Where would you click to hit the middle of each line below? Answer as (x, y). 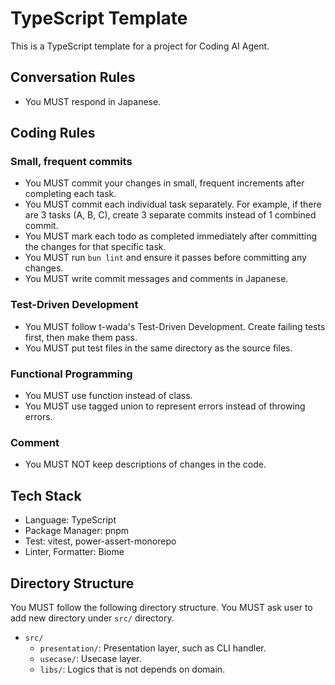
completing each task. (70, 194)
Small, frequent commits (71, 162)
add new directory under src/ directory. (92, 618)
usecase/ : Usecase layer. (90, 658)
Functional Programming (71, 374)
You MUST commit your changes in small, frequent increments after (164, 183)
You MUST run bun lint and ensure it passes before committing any (165, 258)
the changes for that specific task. (95, 247)
